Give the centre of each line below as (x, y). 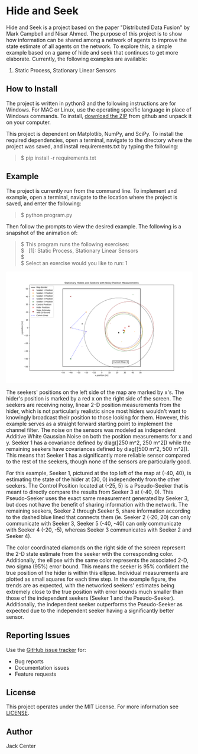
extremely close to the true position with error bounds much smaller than (95, 591)
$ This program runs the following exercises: (75, 244)
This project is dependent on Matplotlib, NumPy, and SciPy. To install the (95, 133)
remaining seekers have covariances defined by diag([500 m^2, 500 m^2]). (98, 448)
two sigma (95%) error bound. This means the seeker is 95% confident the (98, 566)
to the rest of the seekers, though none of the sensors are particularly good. (99, 462)
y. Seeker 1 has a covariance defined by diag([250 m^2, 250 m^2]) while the (98, 443)
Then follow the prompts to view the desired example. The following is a (94, 226)
